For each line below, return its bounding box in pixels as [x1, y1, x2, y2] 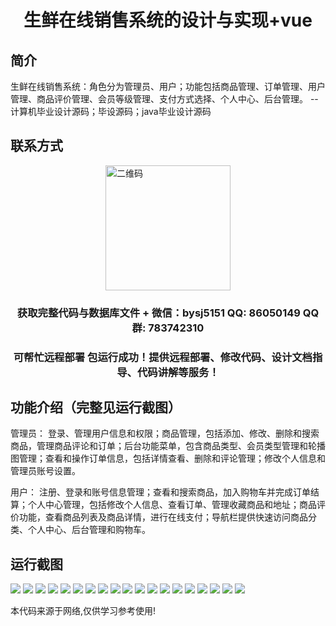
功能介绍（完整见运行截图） [10, 399, 182, 416]
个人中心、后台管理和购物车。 [27, 524, 151, 536]
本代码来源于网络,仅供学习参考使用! [10, 605, 157, 617]
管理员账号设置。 [10, 465, 81, 477]
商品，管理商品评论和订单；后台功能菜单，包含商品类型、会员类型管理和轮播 [10, 440, 326, 452]
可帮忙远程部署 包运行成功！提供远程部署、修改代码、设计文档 [13, 350, 313, 364]
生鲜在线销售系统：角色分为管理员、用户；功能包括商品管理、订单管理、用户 [10, 81, 326, 92]
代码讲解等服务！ [136, 365, 220, 379]
